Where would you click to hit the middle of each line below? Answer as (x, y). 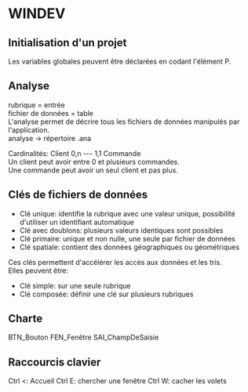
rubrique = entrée (36, 105)
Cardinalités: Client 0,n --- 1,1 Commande (75, 153)
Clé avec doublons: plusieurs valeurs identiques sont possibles (121, 230)
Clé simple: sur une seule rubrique (75, 285)
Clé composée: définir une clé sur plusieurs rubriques (106, 294)
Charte (26, 319)
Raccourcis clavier (55, 362)
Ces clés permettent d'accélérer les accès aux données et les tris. (115, 262)
